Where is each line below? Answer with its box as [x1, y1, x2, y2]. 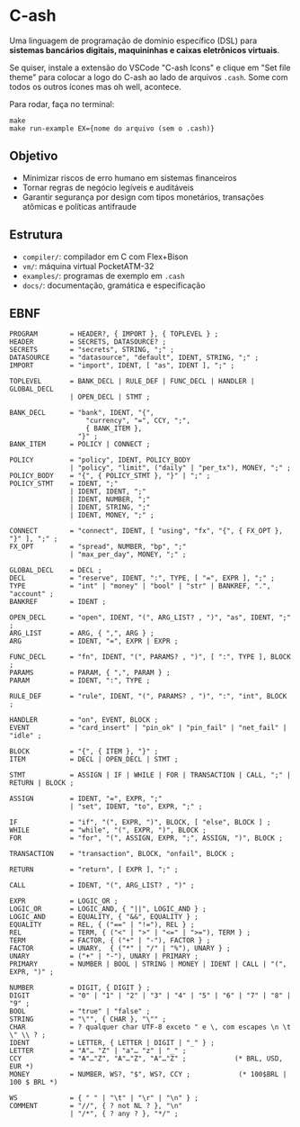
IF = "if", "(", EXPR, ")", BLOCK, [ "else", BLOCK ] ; [9, 818, 271, 827]
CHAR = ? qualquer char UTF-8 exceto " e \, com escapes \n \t [9, 1023, 292, 1032]
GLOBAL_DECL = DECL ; [9, 566, 102, 575]
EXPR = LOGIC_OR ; [9, 897, 119, 906]
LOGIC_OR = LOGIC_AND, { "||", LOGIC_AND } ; [9, 905, 207, 914]
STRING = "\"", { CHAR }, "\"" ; [9, 1014, 167, 1024]
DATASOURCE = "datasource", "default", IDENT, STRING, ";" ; [9, 353, 259, 363]
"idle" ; [9, 731, 42, 741]
